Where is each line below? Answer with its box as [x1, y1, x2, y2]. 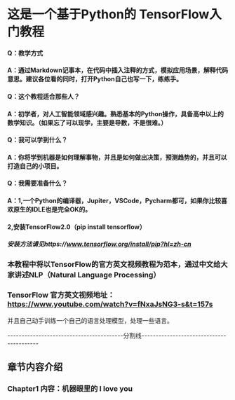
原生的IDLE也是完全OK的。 [13, 205, 92, 214]
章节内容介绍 [7, 361, 63, 373]
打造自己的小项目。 [7, 162, 63, 170]
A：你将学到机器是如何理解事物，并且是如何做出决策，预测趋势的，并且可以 [7, 153, 227, 161]
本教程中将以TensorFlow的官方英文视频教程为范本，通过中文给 [7, 259, 221, 269]
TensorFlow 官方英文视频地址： [7, 290, 115, 300]
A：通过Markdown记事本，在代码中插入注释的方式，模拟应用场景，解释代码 [7, 66, 229, 74]
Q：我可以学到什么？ [7, 136, 68, 144]
